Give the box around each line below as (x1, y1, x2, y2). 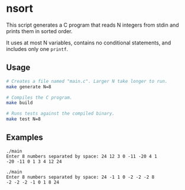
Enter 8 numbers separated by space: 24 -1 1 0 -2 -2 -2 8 (6, 174, 155, 180)
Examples (6, 133, 43, 143)
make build (6, 100, 33, 106)
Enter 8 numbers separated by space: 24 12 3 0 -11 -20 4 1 (6, 153, 158, 159)
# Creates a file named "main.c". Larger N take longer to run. (6, 78, 168, 84)
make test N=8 (6, 116, 41, 123)
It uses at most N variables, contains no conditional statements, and (6, 39, 171, 46)
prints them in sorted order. (6, 27, 73, 34)
